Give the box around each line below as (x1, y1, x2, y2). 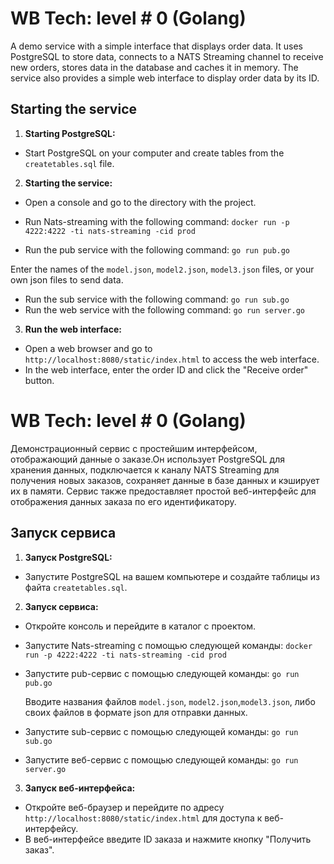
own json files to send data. (10, 273, 124, 286)
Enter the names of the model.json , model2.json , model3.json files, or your (10, 263, 315, 275)
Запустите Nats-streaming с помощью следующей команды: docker (24, 639, 313, 651)
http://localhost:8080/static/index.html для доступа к (24, 812, 263, 824)
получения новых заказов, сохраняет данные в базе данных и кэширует (10, 474, 320, 486)
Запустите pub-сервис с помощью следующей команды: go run (24, 667, 300, 679)
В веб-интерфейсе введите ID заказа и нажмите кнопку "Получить (24, 833, 312, 845)
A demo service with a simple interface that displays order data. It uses (10, 40, 303, 52)
